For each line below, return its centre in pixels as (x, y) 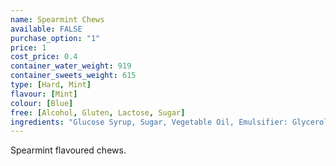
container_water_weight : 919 (71, 66)
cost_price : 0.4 (44, 57)
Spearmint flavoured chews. (68, 150)
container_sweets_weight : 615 (73, 76)
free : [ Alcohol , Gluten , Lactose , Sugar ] (98, 112)
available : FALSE (46, 29)
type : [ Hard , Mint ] (51, 85)
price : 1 (28, 47)
